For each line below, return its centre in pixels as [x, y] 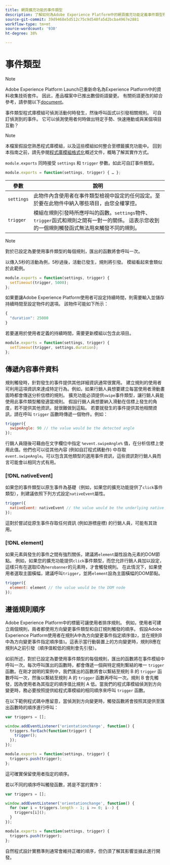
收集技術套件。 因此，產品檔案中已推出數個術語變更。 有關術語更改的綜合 [86, 95]
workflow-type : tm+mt [28, 24]
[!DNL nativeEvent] [29, 476]
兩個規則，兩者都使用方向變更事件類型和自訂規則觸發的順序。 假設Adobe [86, 629]
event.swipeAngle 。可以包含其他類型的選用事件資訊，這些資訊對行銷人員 [81, 456]
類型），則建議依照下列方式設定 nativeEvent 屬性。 [56, 493]
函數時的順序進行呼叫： [34, 707]
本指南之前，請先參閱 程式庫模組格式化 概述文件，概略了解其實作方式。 [78, 152]
